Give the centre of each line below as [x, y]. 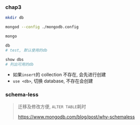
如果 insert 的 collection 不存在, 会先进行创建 [59, 75]
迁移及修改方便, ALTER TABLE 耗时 [52, 107]
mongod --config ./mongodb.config [42, 27]
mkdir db [15, 18]
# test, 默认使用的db [26, 50]
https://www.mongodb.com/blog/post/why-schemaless [76, 117]
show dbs [15, 59]
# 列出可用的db [20, 64]
